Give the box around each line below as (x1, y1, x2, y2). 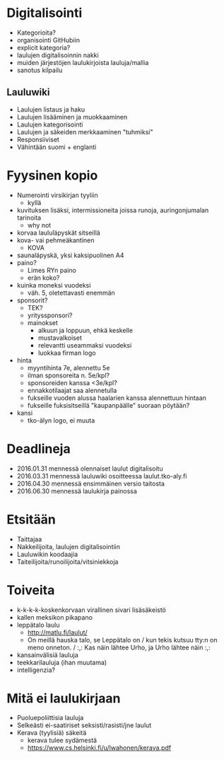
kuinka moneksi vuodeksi (16, 281, 91, 289)
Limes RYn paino (27, 266, 77, 274)
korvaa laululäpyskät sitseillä (16, 228, 100, 237)
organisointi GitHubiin (16, 35, 81, 44)
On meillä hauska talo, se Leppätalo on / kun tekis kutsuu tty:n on (27, 635, 218, 644)
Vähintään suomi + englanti (16, 143, 97, 151)
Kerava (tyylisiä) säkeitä (16, 729, 87, 737)
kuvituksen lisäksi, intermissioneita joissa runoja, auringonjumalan (16, 206, 209, 214)
